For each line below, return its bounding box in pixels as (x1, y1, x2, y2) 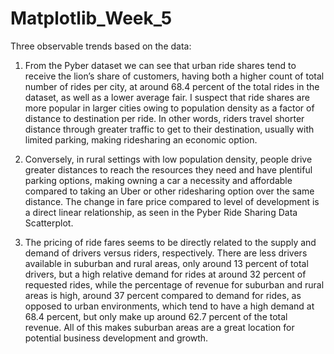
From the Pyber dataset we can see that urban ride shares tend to (24, 59, 297, 71)
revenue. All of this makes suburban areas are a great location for (24, 321, 295, 333)
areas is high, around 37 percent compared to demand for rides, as (24, 289, 302, 301)
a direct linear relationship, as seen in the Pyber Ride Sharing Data (24, 206, 298, 218)
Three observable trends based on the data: (10, 40, 192, 52)
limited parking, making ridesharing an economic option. (24, 133, 258, 146)
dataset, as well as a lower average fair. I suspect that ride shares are (24, 91, 310, 103)
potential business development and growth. (24, 332, 209, 344)
